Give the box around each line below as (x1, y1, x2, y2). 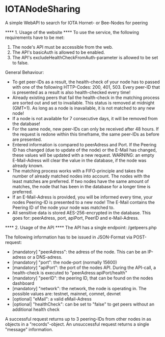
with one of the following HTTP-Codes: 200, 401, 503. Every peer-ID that (12, 84, 160, 90)
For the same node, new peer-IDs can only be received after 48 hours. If (12, 126, 159, 132)
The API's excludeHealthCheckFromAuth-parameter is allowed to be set (12, 54, 158, 60)
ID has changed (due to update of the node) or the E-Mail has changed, (12, 147, 157, 153)
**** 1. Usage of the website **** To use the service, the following (5, 29, 139, 35)
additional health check (12, 306, 60, 312)
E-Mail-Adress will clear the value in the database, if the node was (12, 157, 146, 163)
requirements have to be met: (5, 34, 65, 40)
